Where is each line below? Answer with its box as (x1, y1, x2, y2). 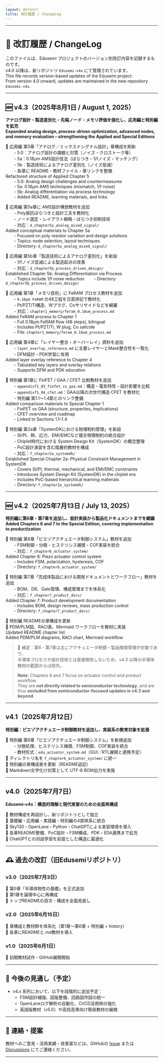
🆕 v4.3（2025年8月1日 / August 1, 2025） (5, 103, 135, 112)
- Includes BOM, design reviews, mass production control (14, 603, 129, 609)
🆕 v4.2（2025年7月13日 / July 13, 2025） (5, 502, 133, 510)
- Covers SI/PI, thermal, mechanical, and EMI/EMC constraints (14, 466, 138, 472)
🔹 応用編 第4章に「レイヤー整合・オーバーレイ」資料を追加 (5, 339, 124, 345)
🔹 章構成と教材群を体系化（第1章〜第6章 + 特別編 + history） (5, 923, 127, 929)
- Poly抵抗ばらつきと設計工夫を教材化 (14, 210, 89, 216)
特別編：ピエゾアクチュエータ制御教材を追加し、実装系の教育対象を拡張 (5, 726, 149, 733)
